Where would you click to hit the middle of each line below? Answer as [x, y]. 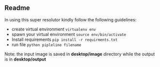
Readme [17, 8]
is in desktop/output [25, 59]
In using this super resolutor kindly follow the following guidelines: [71, 19]
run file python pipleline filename [46, 44]
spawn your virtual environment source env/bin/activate [69, 34]
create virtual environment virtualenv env [54, 29]
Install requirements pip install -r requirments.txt [64, 39]
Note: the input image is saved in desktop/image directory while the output [80, 54]
